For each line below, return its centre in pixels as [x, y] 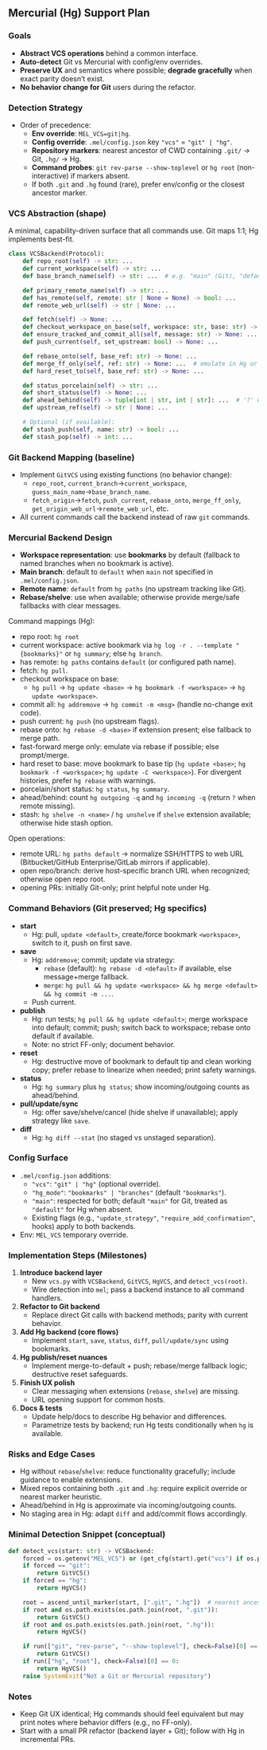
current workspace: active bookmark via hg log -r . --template [126, 645]
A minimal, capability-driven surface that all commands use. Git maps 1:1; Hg [133, 231]
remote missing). [47, 806]
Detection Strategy [46, 108]
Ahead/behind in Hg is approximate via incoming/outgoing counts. [128, 1505]
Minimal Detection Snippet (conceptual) [87, 1535]
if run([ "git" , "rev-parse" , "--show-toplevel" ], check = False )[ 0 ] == [140, 1646]
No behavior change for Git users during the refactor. [108, 87]
